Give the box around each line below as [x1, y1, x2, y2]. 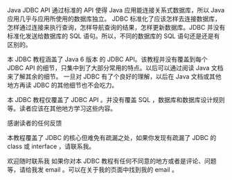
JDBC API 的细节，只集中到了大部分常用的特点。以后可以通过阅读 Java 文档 [7, 64, 224, 72]
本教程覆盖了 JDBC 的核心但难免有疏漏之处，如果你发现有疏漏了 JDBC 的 [7, 134, 217, 141]
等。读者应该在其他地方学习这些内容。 [7, 104, 116, 112]
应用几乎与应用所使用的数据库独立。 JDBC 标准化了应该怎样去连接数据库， [7, 14, 222, 23]
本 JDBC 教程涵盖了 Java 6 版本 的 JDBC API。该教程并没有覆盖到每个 [7, 55, 208, 63]
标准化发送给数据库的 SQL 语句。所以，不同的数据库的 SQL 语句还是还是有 [7, 32, 220, 40]
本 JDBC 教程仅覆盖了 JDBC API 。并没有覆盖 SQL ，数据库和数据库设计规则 [7, 96, 225, 103]
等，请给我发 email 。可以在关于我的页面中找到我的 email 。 [7, 166, 178, 174]
